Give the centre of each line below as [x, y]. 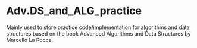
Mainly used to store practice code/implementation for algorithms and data [98, 27]
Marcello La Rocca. [30, 40]
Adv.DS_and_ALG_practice [74, 11]
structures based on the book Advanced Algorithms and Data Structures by [98, 33]
